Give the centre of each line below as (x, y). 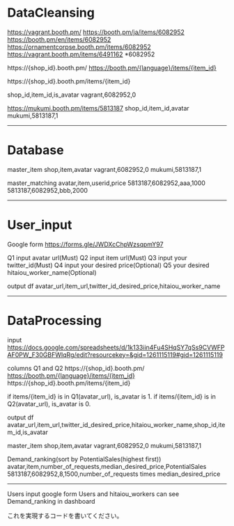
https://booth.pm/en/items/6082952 (59, 39)
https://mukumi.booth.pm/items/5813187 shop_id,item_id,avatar (98, 108)
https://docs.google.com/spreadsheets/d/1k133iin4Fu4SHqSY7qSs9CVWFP (116, 347)
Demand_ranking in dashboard (51, 501)
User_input (40, 225)
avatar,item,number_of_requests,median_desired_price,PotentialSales (107, 466)
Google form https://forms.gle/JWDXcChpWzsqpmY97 (85, 244)
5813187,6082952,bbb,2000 (48, 190)
